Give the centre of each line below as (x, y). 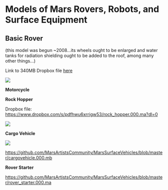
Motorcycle (18, 89)
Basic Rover (24, 38)
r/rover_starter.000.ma (28, 182)
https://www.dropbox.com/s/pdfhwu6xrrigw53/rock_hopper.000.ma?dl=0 (81, 114)
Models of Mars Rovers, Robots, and (82, 9)
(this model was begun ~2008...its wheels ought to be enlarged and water (81, 50)
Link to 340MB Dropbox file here (39, 70)
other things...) (21, 61)
